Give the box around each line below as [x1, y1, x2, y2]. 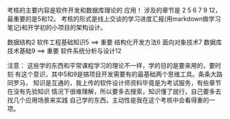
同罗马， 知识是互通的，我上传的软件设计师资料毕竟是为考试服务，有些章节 [7, 79, 222, 86]
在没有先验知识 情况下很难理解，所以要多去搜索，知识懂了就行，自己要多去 [7, 87, 222, 95]
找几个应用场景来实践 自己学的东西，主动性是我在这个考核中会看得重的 [7, 96, 209, 104]
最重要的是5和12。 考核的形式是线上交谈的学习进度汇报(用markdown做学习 [7, 15, 222, 23]
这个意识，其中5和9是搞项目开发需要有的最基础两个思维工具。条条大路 [20, 70, 223, 78]
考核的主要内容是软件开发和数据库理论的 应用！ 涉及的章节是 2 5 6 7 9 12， [7, 6, 222, 14]
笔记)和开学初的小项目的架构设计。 [7, 24, 107, 31]
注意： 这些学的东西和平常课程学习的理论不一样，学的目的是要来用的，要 [7, 62, 215, 69]
